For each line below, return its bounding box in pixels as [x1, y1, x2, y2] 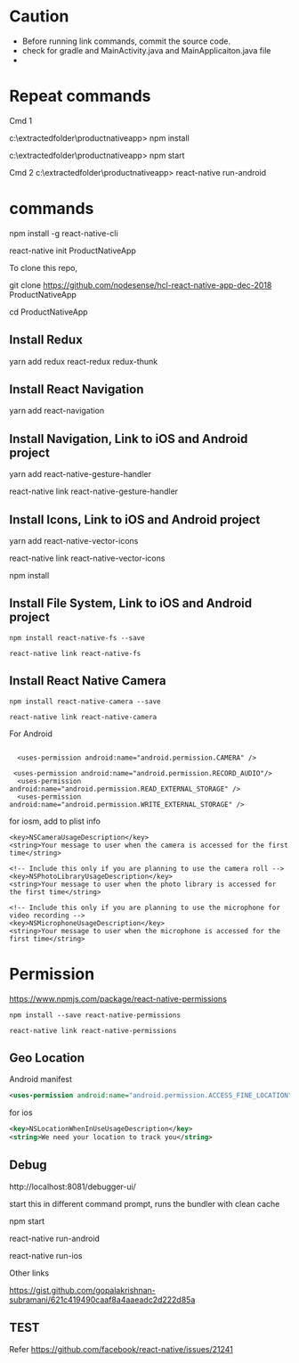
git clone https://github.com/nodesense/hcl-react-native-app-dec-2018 [9, 279, 272, 291]
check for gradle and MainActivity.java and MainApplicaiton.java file [21, 45, 271, 55]
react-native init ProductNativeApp [9, 245, 136, 256]
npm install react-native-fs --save [9, 633, 145, 643]
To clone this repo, [9, 262, 78, 273]
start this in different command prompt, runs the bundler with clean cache [9, 1198, 280, 1209]
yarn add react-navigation [9, 406, 105, 416]
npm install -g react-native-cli [9, 227, 118, 238]
